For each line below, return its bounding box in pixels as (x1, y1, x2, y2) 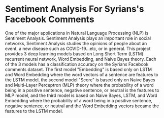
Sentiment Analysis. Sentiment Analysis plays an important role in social (5, 35, 151, 41)
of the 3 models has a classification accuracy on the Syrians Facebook (5, 61, 149, 67)
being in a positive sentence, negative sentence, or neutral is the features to (5, 87, 160, 93)
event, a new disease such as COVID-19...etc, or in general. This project (5, 46, 151, 51)
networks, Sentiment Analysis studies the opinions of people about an (5, 40, 147, 46)
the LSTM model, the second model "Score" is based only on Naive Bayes (5, 77, 156, 83)
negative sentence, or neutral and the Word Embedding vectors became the (5, 103, 159, 109)
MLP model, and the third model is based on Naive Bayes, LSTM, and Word (5, 92, 158, 98)
